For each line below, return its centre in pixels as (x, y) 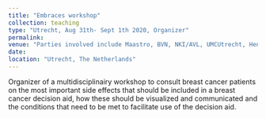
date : (17, 52)
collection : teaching (44, 23)
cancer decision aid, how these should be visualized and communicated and (133, 98)
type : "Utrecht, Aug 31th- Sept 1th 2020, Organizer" (99, 30)
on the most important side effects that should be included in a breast (122, 90)
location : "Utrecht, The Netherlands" (72, 60)
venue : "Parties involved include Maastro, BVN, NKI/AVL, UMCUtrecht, (127, 45)
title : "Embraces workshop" (55, 15)
